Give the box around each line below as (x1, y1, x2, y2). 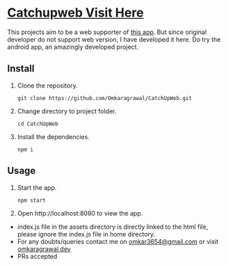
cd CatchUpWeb (17, 120, 58, 127)
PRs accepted (17, 252, 58, 260)
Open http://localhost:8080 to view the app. (17, 209, 143, 217)
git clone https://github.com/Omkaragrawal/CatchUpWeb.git (17, 95, 193, 102)
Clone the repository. (17, 81, 78, 90)
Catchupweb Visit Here (7, 5, 144, 21)
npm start (17, 197, 47, 204)
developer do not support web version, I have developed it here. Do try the (7, 35, 221, 43)
